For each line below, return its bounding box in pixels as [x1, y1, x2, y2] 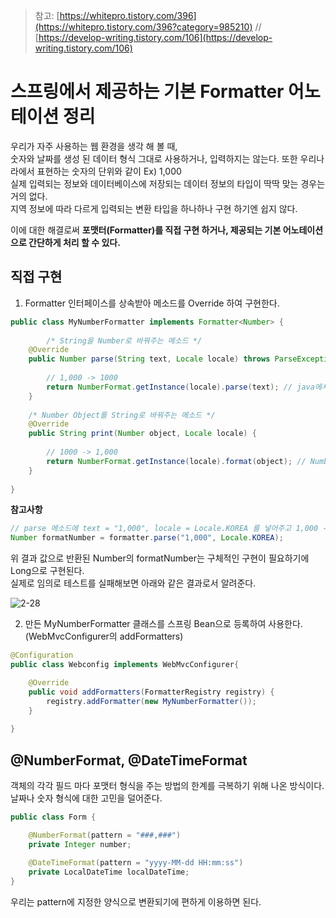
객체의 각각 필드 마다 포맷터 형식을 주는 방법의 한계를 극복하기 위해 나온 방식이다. [10, 779, 325, 791]
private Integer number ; [28, 839, 132, 849]
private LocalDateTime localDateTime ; [28, 867, 190, 878]
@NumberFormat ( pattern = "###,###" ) [28, 830, 182, 840]
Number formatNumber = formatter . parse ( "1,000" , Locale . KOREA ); [10, 533, 284, 543]
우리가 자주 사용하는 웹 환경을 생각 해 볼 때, [10, 140, 178, 152]
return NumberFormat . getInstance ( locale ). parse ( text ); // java [46, 382, 315, 392]
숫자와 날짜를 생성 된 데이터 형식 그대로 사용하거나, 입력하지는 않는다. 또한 [10, 152, 298, 164]
